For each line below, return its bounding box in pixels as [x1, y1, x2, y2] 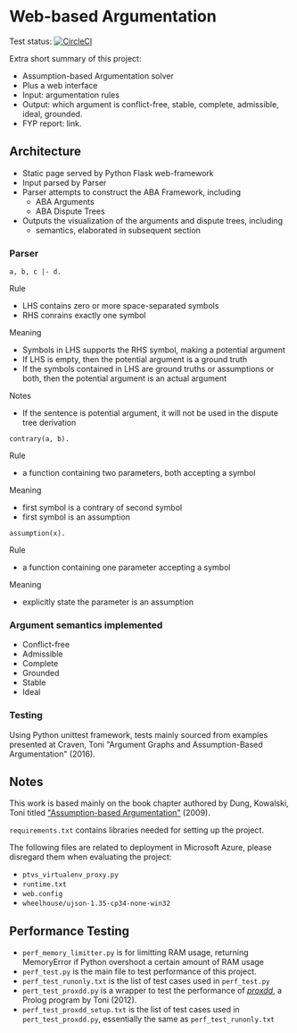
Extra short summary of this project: [9, 53, 142, 64]
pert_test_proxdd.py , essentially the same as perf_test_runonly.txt [21, 1013, 275, 1025]
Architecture [9, 144, 82, 159]
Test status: [9, 36, 53, 47]
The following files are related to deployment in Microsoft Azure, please [9, 842, 272, 853]
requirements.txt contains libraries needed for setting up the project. [9, 825, 265, 835]
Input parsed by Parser [21, 177, 107, 188]
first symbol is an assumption [21, 512, 131, 522]
